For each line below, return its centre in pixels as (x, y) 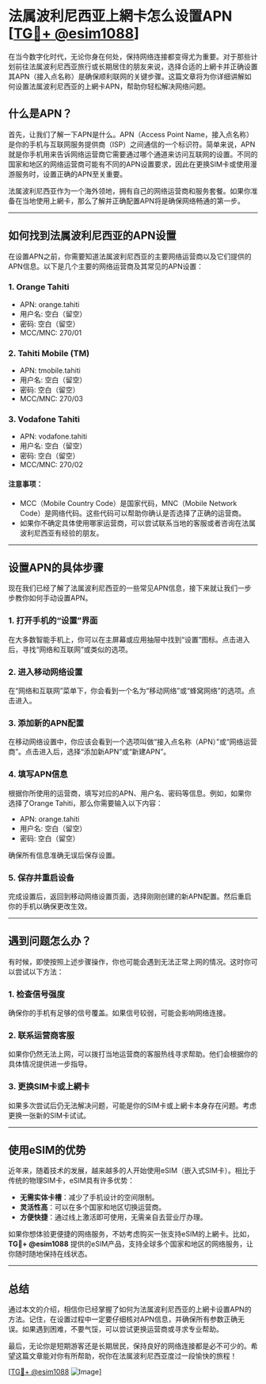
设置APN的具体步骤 (56, 568)
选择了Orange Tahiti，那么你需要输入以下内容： (86, 803)
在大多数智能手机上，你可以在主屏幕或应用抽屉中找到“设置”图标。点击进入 (129, 639)
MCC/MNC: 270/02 (51, 465)
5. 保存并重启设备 (42, 877)
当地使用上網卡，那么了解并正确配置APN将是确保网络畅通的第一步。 (133, 201)
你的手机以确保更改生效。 (50, 906)
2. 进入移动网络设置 (46, 672)
